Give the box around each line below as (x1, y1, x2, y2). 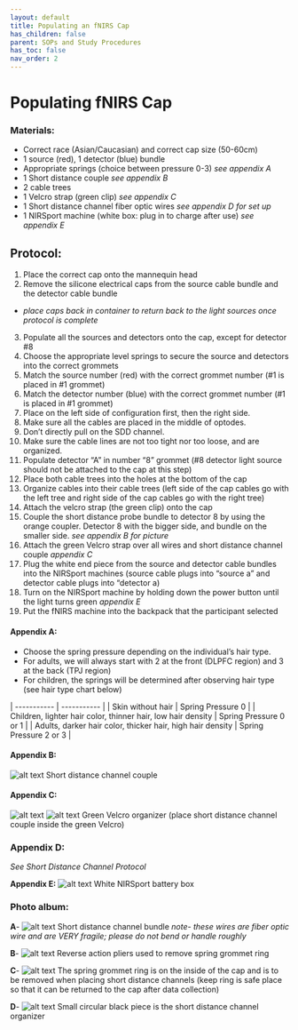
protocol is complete (22, 315, 98, 325)
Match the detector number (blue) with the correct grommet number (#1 (22, 388, 286, 400)
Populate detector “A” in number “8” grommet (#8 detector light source (22, 455, 283, 466)
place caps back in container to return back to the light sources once (22, 306, 278, 316)
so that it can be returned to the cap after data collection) (10, 984, 220, 994)
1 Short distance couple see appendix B (22, 172, 169, 183)
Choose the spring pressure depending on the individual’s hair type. (22, 646, 271, 657)
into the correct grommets (22, 361, 119, 371)
